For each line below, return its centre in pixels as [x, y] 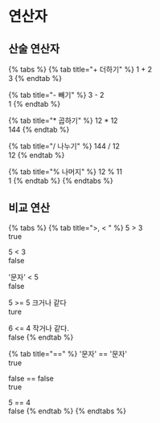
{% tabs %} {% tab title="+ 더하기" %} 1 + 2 [80, 69]
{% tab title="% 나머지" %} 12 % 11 [66, 172]
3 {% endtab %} [35, 78]
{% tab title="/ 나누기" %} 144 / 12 [64, 146]
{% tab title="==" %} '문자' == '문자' [68, 353]
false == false [31, 378]
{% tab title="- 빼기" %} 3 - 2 [56, 95]
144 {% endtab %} [39, 130]
